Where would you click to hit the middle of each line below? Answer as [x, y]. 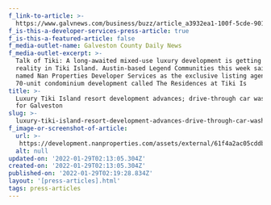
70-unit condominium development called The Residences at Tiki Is [131, 83]
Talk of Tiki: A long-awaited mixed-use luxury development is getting [139, 61]
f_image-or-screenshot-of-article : [68, 128]
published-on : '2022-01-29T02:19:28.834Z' [81, 174]
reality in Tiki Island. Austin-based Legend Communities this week [133, 69]
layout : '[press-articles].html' [65, 181]
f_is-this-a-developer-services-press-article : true [99, 31]
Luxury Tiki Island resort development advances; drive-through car [133, 98]
